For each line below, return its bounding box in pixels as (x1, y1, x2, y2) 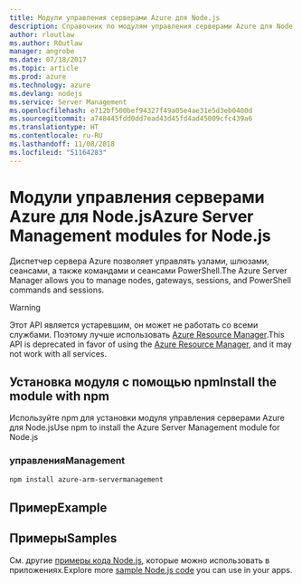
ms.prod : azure (9, 72, 67, 81)
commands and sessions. (9, 284, 105, 295)
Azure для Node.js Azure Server (9, 206, 254, 226)
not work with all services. (9, 348, 107, 359)
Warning (9, 302, 41, 312)
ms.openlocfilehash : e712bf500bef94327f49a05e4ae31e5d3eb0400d (9, 106, 253, 115)
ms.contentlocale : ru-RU (9, 131, 103, 140)
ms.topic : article (9, 64, 79, 73)
